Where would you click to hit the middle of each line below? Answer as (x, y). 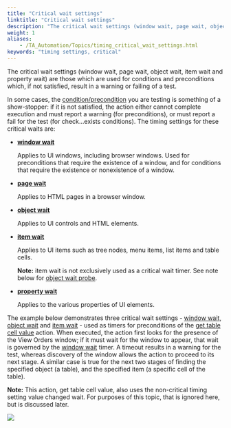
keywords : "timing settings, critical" (64, 52)
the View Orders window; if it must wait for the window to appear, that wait (113, 340)
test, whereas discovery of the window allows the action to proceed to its (111, 354)
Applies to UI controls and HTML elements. (78, 223)
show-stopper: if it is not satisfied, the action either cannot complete (104, 107)
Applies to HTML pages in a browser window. (81, 196)
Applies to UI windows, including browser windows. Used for (103, 155)
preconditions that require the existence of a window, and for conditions (119, 162)
